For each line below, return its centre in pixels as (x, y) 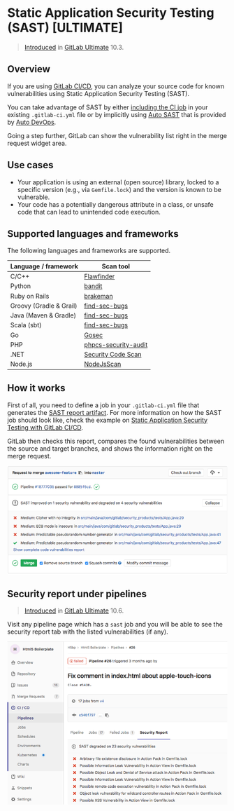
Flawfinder (100, 277)
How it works (36, 388)
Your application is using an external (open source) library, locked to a (118, 182)
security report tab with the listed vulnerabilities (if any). (88, 632)
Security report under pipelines (77, 594)
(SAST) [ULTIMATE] (65, 28)
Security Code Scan (113, 355)
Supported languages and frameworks (93, 234)
